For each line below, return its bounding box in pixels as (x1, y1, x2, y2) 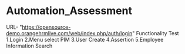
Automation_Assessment (6, 4, 132, 18)
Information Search (6, 42, 53, 49)
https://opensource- (22, 23, 71, 31)
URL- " (6, 23, 22, 31)
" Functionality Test (132, 29, 179, 36)
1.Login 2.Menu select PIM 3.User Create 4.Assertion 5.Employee (6, 36, 164, 43)
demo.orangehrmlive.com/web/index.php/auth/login (6, 29, 133, 36)
